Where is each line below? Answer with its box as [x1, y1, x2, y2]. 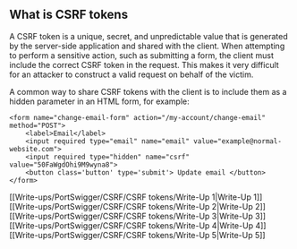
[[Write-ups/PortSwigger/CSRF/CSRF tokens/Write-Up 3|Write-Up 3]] [9, 210, 267, 221]
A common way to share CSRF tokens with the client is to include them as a [9, 86, 287, 97]
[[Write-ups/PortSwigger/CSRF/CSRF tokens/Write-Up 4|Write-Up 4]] [9, 219, 267, 231]
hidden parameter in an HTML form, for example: [9, 96, 190, 107]
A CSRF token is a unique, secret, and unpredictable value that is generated [9, 30, 288, 41]
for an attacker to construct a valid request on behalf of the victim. [9, 69, 254, 80]
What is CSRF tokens [9, 7, 128, 22]
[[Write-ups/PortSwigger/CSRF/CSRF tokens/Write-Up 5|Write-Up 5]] [9, 229, 266, 240]
